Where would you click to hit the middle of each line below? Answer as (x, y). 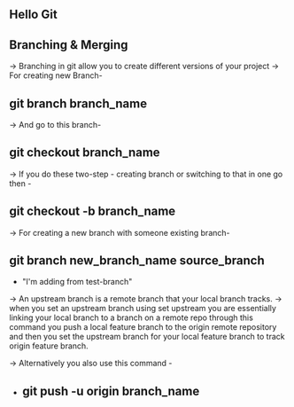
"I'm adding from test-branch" (77, 282)
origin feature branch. (49, 346)
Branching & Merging (69, 45)
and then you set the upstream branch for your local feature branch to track (147, 337)
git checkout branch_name (85, 153)
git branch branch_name (78, 103)
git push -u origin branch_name (111, 391)
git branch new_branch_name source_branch (137, 261)
